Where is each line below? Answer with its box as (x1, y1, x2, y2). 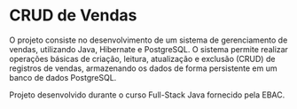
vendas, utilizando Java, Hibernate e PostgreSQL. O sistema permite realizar (9, 43, 288, 54)
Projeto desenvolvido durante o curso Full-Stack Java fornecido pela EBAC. (9, 90, 285, 100)
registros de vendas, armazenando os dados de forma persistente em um (9, 63, 277, 74)
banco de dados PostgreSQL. (9, 72, 117, 82)
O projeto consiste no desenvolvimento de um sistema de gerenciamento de (9, 35, 288, 45)
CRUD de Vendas (9, 5, 137, 26)
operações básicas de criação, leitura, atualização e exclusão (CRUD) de (9, 53, 276, 64)
